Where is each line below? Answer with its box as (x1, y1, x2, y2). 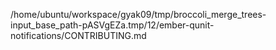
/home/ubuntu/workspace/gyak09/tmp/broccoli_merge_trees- (10, 9, 267, 20)
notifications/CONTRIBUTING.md (10, 30, 147, 41)
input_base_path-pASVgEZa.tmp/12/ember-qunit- (10, 19, 215, 31)
